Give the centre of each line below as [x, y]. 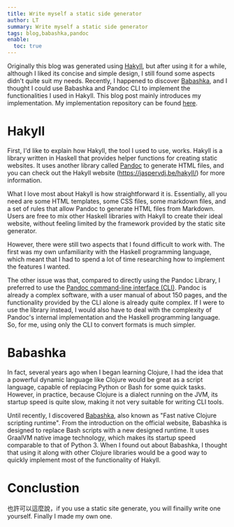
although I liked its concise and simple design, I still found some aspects [111, 73]
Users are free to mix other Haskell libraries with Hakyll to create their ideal [115, 216]
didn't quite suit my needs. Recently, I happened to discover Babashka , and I [117, 81]
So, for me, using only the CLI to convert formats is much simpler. [102, 325]
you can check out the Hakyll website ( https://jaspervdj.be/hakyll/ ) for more [116, 172]
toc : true [28, 46]
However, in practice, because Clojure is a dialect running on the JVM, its [113, 394]
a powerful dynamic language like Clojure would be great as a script [105, 379]
